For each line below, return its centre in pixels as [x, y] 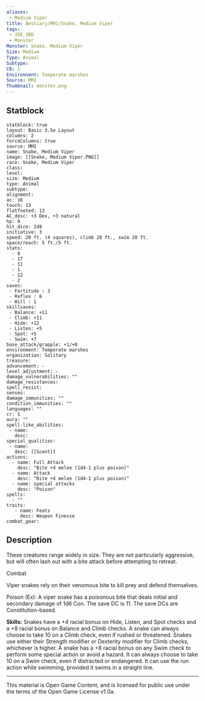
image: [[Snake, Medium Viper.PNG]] [53, 157]
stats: [15, 248]
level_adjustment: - [33, 371]
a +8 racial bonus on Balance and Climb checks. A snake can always [92, 628]
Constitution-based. [31, 610]
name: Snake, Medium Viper [41, 152]
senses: [16, 392]
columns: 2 [20, 135]
